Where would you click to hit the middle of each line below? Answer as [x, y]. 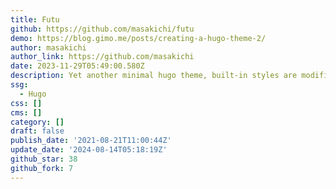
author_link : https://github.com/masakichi [102, 57]
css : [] [26, 103]
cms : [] [26, 112]
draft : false [37, 131]
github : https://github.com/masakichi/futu [102, 29]
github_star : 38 [44, 159]
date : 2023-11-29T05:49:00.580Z [77, 66]
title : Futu [35, 19]
